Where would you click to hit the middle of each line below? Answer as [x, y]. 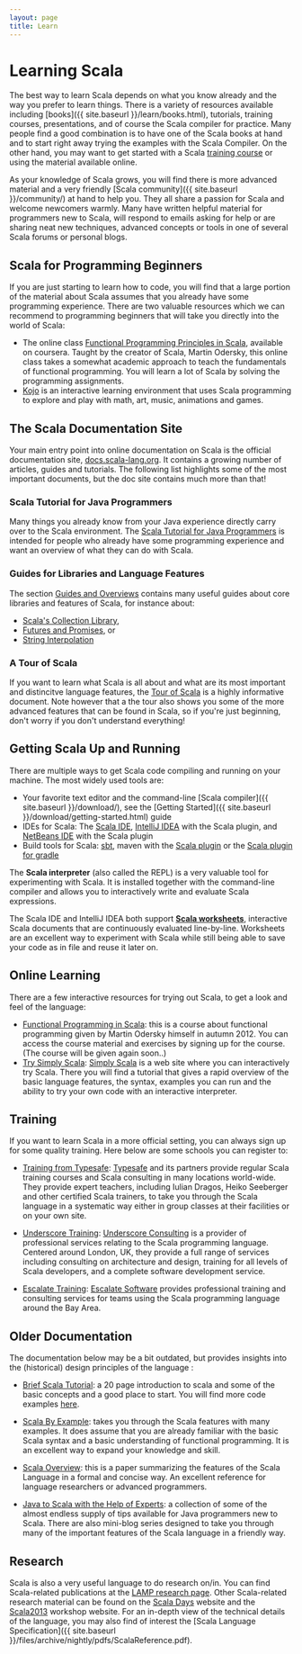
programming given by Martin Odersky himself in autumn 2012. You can [155, 1034]
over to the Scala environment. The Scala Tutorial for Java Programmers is [147, 531]
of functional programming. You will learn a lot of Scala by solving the [151, 372]
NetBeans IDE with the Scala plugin [88, 836]
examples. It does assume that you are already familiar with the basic [150, 1431]
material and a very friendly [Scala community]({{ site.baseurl [124, 189]
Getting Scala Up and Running [95, 749]
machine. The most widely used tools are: [87, 780]
